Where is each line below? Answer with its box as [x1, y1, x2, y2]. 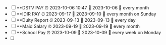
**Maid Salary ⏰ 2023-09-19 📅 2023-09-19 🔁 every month [16, 23, 140, 29]
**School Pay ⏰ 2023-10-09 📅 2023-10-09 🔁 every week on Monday [16, 30, 161, 35]
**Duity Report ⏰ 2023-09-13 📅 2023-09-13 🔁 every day [16, 17, 136, 23]
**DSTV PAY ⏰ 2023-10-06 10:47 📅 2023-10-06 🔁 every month [16, 5, 149, 10]
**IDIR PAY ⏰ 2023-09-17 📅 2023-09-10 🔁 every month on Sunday [16, 11, 156, 17]
